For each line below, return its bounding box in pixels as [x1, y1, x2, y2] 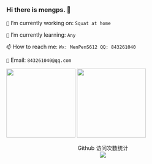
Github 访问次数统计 [77, 144, 129, 152]
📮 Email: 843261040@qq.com [6, 56, 72, 64]
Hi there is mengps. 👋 [6, 6, 72, 14]
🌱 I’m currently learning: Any [6, 31, 76, 39]
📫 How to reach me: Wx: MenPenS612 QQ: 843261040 [6, 43, 136, 51]
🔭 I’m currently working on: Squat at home [6, 20, 112, 27]
